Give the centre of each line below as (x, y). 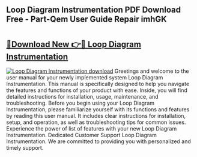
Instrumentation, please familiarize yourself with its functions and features (98, 109)
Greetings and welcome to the (152, 71)
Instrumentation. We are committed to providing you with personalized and (98, 141)
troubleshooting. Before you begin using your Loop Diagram (80, 103)
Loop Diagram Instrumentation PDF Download (94, 10)
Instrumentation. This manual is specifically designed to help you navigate (98, 84)
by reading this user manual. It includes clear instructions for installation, (96, 116)
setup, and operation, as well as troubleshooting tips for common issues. (96, 122)
